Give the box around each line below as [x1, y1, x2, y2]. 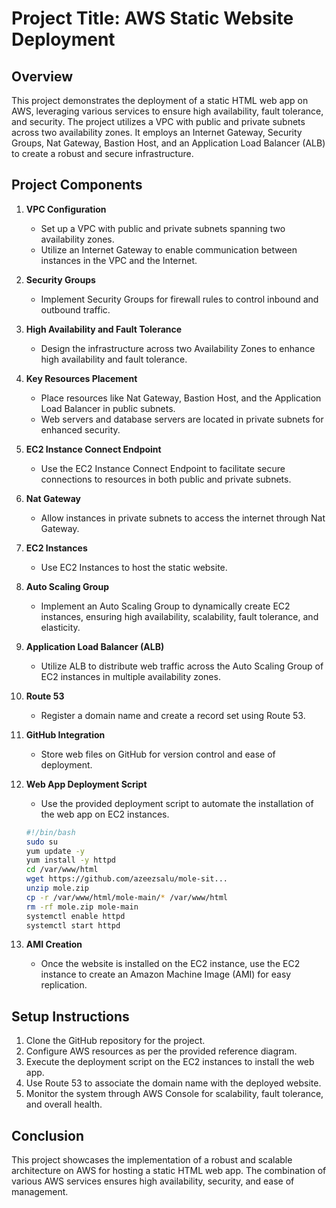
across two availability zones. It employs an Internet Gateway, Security [11, 127, 303, 138]
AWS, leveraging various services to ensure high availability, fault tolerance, [11, 105, 324, 117]
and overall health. [25, 1098, 103, 1111]
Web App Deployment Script [25, 778, 148, 790]
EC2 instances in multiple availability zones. [40, 670, 221, 682]
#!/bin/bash [25, 827, 76, 837]
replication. [40, 979, 88, 991]
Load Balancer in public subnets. [40, 402, 176, 414]
